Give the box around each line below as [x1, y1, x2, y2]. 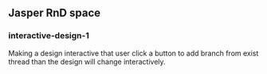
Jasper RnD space [8, 6, 101, 20]
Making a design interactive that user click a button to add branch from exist [8, 48, 259, 58]
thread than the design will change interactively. [8, 56, 166, 66]
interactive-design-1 [8, 30, 89, 41]
